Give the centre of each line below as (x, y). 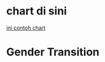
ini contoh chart (26, 28)
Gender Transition (53, 52)
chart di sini (37, 11)
